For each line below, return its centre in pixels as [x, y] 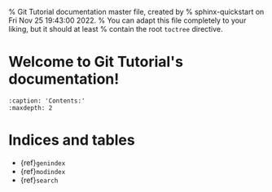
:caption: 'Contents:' [47, 101]
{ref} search [39, 180]
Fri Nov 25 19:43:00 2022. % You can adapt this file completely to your [127, 20]
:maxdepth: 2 [31, 108]
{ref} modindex [43, 171]
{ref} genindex [43, 163]
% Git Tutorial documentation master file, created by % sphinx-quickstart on [136, 12]
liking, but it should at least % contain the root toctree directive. [116, 29]
